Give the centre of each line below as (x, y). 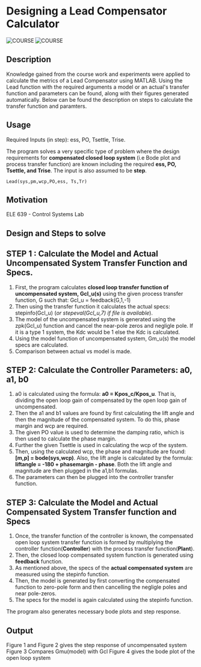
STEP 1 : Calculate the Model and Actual (82, 254)
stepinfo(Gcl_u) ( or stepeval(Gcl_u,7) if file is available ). (84, 313)
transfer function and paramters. (47, 106)
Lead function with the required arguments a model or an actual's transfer (98, 87)
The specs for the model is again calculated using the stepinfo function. (104, 600)
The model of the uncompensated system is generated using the (95, 319)
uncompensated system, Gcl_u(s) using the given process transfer (99, 293)
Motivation (27, 200)
